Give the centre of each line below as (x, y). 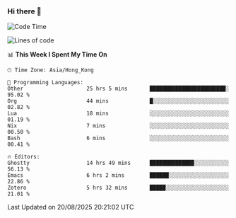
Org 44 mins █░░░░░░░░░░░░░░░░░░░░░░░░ (118, 101)
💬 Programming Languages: (45, 83)
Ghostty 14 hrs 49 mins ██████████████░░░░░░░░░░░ (118, 163)
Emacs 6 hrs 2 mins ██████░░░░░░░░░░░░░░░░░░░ (118, 176)
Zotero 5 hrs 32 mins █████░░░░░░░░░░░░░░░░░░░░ (118, 188)
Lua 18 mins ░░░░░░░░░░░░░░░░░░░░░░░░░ (118, 114)
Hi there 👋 (25, 11)
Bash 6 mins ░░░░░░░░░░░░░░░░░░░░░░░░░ (118, 138)
